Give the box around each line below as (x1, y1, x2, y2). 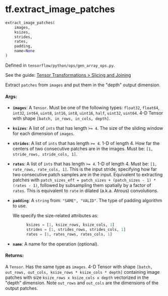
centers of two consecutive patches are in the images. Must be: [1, (12, 145, 153, 152)
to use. (12, 203, 27, 209)
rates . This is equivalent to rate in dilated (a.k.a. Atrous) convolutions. (12, 188, 158, 194)
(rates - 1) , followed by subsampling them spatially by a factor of (12, 182, 151, 188)
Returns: (5, 253, 24, 259)
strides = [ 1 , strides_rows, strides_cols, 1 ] (26, 227, 126, 232)
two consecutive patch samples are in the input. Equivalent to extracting (12, 172, 163, 178)
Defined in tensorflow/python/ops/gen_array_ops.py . (5, 62, 115, 68)
